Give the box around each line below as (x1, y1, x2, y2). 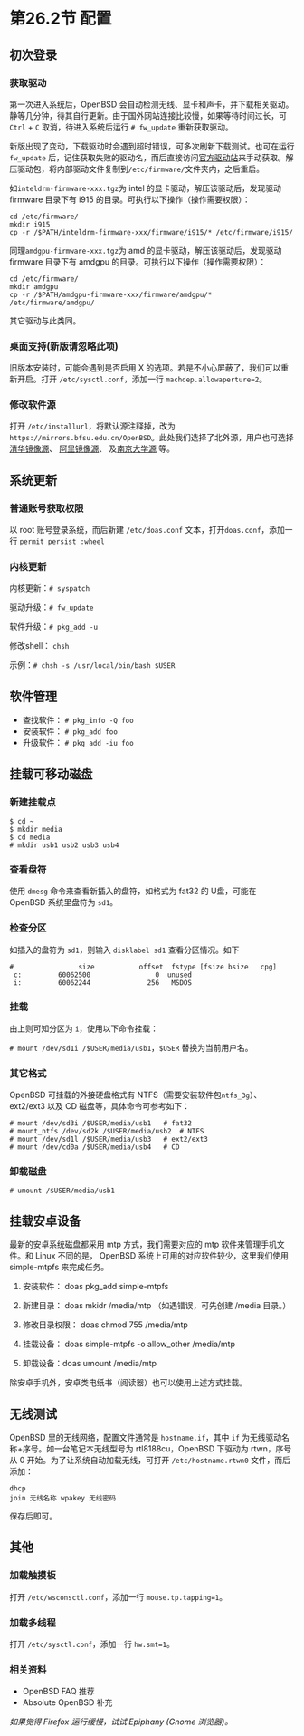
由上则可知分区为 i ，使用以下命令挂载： (9, 1023, 159, 1034)
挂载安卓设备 (9, 1213, 81, 1229)
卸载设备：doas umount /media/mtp (22, 1358, 157, 1369)
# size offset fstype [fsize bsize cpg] (9, 962, 278, 971)
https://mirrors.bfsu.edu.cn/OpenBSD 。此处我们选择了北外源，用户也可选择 (9, 432, 294, 443)
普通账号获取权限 (9, 502, 84, 515)
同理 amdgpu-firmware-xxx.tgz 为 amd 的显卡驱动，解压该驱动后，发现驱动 (9, 245, 282, 256)
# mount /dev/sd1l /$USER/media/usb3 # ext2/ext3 (9, 1134, 208, 1144)
